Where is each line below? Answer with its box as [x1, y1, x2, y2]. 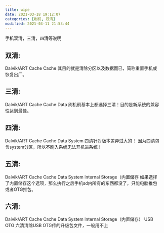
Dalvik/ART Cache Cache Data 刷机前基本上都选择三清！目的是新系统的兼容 [5, 101, 160, 107]
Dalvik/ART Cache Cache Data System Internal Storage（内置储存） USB [5, 216, 153, 222]
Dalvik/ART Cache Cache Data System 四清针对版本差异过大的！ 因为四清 [5, 137, 156, 144]
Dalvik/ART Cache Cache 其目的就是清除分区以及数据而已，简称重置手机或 [5, 65, 157, 71]
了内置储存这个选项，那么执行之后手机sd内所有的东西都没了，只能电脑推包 [5, 180, 157, 186]
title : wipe [5, 7, 30, 12]
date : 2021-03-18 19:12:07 [5, 12, 61, 17]
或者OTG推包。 [5, 186, 36, 192]
